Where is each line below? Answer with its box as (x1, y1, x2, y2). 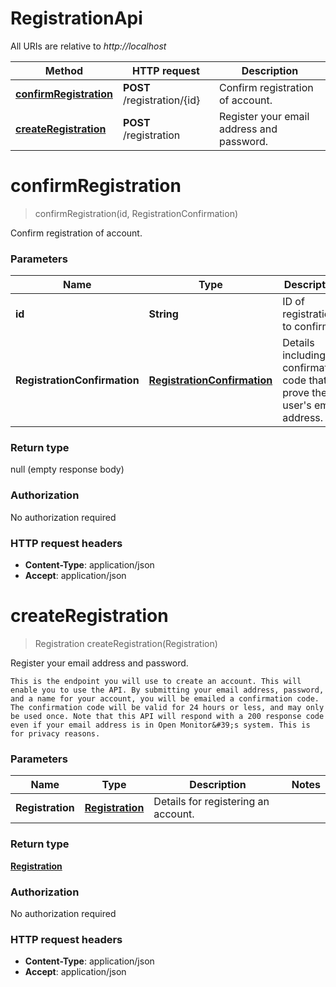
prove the (282, 386, 328, 400)
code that (282, 373, 328, 387)
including (282, 348, 326, 362)
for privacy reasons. (10, 729, 101, 739)
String (148, 307, 179, 321)
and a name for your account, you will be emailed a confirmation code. (10, 694, 320, 704)
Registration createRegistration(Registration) (34, 638, 218, 649)
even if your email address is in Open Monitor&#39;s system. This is (10, 720, 311, 730)
